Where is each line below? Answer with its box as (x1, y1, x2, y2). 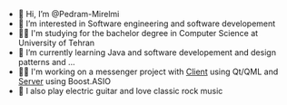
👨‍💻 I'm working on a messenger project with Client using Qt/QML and (17, 66, 279, 77)
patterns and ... (17, 57, 75, 67)
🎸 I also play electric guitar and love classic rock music (17, 86, 223, 96)
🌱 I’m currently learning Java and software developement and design (17, 47, 277, 58)
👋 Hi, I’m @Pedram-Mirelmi (17, 9, 120, 19)
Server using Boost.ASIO (17, 76, 112, 86)
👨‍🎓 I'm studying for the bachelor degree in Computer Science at (17, 28, 259, 38)
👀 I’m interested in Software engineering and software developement (17, 18, 276, 29)
